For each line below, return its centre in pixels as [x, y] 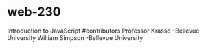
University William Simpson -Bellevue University [75, 37]
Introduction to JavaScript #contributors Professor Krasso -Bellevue [103, 31]
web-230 [34, 12]
